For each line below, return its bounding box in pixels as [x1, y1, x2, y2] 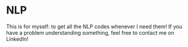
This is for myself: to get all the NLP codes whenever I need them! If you [6, 23, 183, 30]
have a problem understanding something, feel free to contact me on [6, 29, 174, 36]
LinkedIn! [6, 35, 28, 42]
